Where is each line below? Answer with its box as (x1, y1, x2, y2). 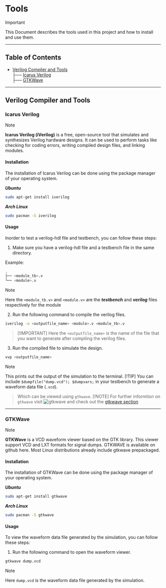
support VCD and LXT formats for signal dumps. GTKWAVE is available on (5, 442, 156, 448)
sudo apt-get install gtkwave (5, 494, 68, 499)
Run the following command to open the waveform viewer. (12, 549, 131, 555)
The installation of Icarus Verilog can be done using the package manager (5, 170, 156, 176)
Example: (5, 259, 24, 265)
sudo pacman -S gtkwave (5, 513, 54, 518)
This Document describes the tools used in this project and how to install (5, 29, 154, 35)
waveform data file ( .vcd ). (5, 384, 58, 390)
